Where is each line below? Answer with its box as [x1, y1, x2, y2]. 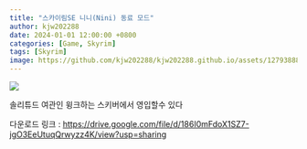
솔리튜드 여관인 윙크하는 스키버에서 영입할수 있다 [9, 100, 184, 110]
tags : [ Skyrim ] [9, 48, 68, 57]
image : [9, 56, 35, 65]
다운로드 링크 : [9, 119, 61, 129]
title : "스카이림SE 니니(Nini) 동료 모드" [9, 13, 154, 23]
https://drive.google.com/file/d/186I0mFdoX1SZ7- [62, 119, 249, 129]
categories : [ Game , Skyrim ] [9, 38, 117, 48]
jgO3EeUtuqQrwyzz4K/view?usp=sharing [9, 129, 167, 140]
